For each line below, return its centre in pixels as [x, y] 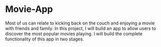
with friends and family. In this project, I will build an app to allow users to [81, 28]
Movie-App [29, 9]
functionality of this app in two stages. [44, 39]
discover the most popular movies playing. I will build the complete [74, 33]
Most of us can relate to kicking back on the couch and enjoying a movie [80, 23]
